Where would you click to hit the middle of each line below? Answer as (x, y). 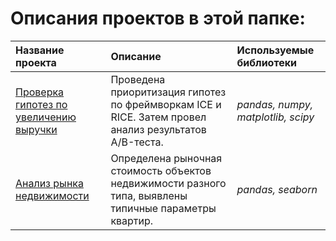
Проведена (138, 79)
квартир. (132, 220)
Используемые (275, 50)
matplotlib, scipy (275, 117)
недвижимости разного (168, 183)
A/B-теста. (137, 142)
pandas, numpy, (274, 104)
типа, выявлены (149, 195)
